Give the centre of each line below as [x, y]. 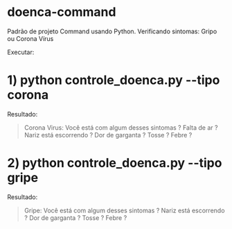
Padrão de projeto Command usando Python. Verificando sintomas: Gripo [112, 31]
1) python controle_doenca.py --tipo [114, 80]
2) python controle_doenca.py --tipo [115, 163]
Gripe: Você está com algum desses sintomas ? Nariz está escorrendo [124, 210]
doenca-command [62, 12]
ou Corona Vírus [30, 38]
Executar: [21, 52]
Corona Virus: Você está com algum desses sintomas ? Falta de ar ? [121, 127]
